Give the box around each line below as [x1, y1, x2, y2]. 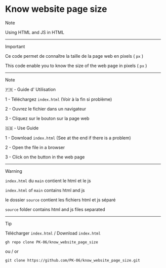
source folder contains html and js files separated [5, 206, 105, 212]
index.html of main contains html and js [5, 187, 85, 193]
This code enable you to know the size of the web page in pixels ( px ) [5, 63, 147, 69]
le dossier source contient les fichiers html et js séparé [5, 196, 116, 203]
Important [5, 43, 25, 49]
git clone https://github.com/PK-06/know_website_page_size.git [5, 258, 140, 263]
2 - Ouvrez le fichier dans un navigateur [5, 106, 86, 112]
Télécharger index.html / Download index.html [5, 230, 101, 236]
